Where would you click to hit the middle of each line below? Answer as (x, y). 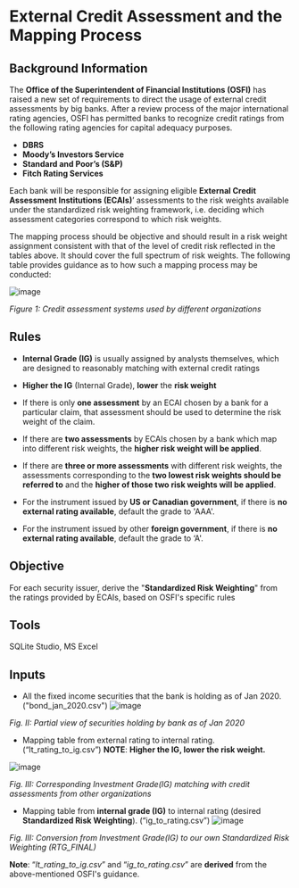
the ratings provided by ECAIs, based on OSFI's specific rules (122, 597)
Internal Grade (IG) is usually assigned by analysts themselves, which (150, 358)
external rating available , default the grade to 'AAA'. (119, 511)
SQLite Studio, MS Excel (54, 647)
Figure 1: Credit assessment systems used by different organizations (135, 309)
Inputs (28, 674)
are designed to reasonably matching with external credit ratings (141, 368)
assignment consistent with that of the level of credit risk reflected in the (142, 246)
